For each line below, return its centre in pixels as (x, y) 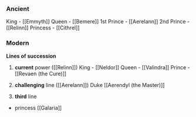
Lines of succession (31, 56)
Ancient (18, 9)
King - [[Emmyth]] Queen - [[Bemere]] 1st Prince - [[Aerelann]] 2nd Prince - (98, 22)
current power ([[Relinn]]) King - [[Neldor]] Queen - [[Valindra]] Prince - (102, 67)
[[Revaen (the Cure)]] (40, 73)
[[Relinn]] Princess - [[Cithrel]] (43, 28)
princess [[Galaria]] (38, 108)
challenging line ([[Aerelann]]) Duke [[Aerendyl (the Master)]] (89, 85)
